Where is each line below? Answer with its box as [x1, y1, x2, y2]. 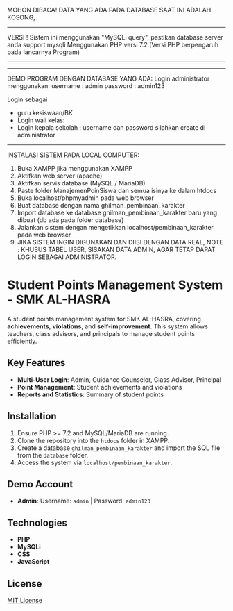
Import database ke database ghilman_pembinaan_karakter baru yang [17, 208, 217, 217]
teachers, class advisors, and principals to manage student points [7, 329, 196, 337]
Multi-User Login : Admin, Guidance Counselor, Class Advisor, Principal [17, 375, 222, 384]
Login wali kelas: [17, 116, 65, 124]
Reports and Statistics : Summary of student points [17, 390, 164, 399]
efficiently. [7, 337, 37, 345]
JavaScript [17, 558, 50, 566]
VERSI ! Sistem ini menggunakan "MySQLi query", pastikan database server [7, 33, 223, 41]
